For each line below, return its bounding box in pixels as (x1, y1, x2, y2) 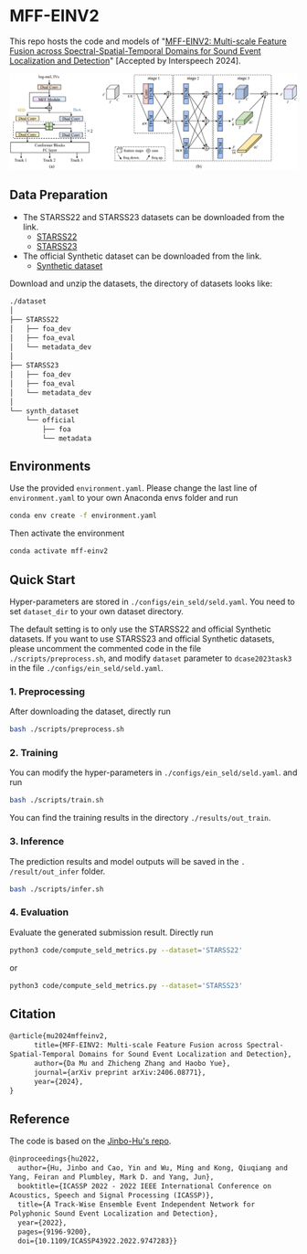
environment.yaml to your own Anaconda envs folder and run (9, 493, 238, 504)
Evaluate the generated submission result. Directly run (9, 927, 214, 938)
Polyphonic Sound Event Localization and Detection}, (9, 1209, 219, 1218)
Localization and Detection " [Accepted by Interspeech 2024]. (9, 55, 241, 66)
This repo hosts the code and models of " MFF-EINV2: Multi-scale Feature (9, 36, 288, 47)
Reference (9, 1111, 70, 1127)
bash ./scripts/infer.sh (9, 884, 104, 894)
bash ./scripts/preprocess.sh (9, 725, 125, 734)
